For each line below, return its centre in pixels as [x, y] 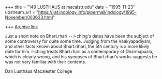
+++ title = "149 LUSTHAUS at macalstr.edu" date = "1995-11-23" [70, 7]
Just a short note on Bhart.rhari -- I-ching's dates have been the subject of [80, 36]
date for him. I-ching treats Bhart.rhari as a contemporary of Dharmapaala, [79, 51]
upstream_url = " [22, 12]
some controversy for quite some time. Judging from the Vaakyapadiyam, [78, 41]
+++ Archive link [22, 27]
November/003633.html [29, 17]
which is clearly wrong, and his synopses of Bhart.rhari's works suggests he [81, 57]
